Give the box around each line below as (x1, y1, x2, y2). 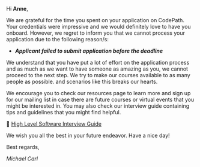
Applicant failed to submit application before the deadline (14, 47, 163, 54)
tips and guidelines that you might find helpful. (6, 109, 121, 116)
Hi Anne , (6, 5, 29, 12)
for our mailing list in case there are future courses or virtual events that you (6, 96, 195, 103)
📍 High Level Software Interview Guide (6, 120, 102, 127)
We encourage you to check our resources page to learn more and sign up (6, 90, 191, 96)
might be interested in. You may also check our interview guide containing (6, 102, 190, 110)
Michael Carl (6, 155, 38, 162)
